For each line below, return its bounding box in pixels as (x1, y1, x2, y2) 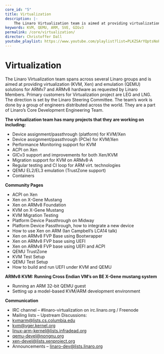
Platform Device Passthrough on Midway (12, 217, 94, 223)
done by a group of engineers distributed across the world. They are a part (5, 102, 156, 108)
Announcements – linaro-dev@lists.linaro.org (12, 343, 103, 349)
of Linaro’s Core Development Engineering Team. (5, 107, 104, 113)
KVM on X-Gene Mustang (12, 207, 64, 213)
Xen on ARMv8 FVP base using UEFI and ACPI (12, 243, 106, 249)
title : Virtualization (5, 12, 51, 17)
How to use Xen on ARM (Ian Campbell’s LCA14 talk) (12, 228, 117, 234)
